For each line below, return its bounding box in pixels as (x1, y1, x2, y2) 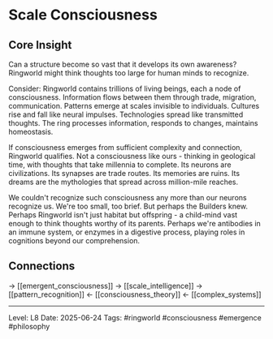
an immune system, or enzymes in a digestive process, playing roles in (8, 227, 245, 237)
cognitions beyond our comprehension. (8, 236, 141, 245)
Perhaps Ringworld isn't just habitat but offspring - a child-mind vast (8, 210, 238, 220)
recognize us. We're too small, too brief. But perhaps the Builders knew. (8, 201, 249, 211)
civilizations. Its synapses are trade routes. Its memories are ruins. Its (8, 169, 240, 178)
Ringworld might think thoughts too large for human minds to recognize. (8, 68, 249, 78)
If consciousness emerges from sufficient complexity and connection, (8, 143, 242, 152)
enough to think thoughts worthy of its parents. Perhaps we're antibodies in (8, 219, 262, 228)
